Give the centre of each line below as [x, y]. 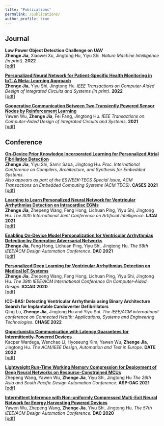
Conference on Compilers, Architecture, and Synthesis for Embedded [75, 169]
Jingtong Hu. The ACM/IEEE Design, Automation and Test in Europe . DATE [81, 347]
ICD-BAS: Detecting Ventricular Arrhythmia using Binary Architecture [78, 301]
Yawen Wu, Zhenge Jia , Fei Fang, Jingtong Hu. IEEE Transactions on [75, 116]
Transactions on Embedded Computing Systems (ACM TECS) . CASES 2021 [82, 185]
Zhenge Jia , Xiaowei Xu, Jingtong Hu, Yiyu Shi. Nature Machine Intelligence [82, 56]
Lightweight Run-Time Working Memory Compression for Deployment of [81, 367]
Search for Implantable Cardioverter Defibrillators [57, 306]
